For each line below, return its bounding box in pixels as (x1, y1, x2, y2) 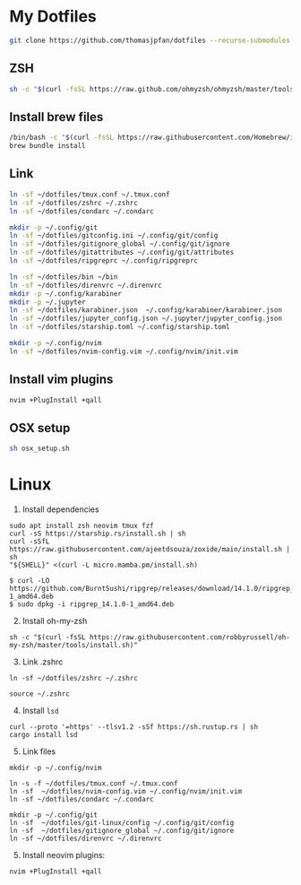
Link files (21, 746, 56, 757)
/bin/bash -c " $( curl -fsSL (9, 133, 115, 143)
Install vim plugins (9, 372, 114, 387)
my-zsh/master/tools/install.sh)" (9, 641, 139, 650)
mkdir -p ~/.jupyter (9, 298, 87, 307)
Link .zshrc (21, 656, 64, 667)
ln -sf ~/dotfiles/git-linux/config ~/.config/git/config (9, 819, 235, 828)
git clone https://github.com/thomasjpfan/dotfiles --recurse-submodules (9, 36, 291, 45)
